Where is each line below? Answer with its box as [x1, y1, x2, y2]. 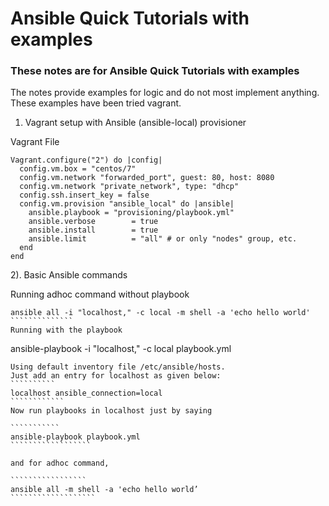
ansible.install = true [28, 225, 159, 236]
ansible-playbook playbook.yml [10, 432, 141, 442]
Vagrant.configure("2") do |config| [10, 155, 163, 166]
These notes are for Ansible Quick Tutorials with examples [10, 64, 300, 78]
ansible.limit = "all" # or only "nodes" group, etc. [28, 234, 298, 244]
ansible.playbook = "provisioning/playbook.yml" [28, 208, 235, 218]
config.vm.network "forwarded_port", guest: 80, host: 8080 [19, 173, 275, 183]
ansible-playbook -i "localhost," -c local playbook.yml [10, 343, 232, 355]
